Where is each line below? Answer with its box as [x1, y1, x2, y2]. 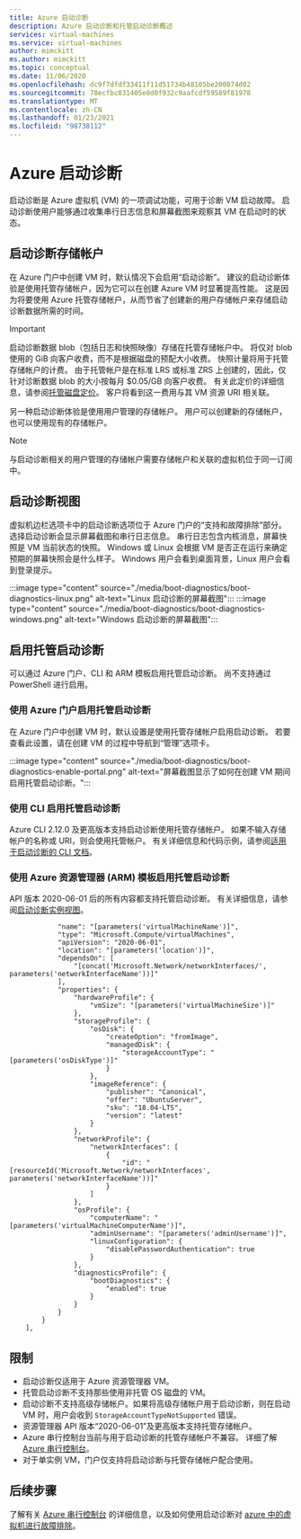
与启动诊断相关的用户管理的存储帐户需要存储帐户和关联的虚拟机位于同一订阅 [9, 453, 293, 464]
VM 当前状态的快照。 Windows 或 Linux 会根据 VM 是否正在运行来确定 [26, 541, 288, 553]
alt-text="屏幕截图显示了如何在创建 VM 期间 [128, 766, 291, 777]
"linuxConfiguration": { [89, 1237, 182, 1246]
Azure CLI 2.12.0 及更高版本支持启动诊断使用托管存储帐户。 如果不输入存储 [9, 823, 287, 834]
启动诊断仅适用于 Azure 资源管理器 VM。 [22, 1376, 174, 1387]
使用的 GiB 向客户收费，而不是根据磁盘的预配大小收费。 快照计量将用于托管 [9, 352, 289, 364]
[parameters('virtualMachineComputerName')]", [9, 1222, 187, 1231]
